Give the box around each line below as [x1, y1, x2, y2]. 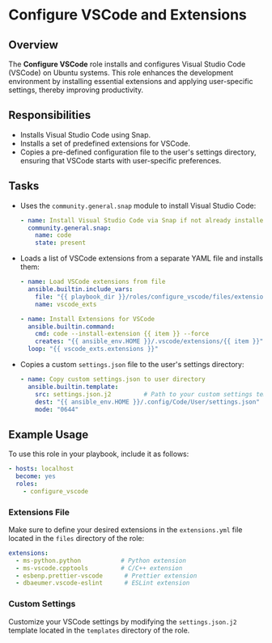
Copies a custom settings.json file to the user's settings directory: [19, 360, 244, 369]
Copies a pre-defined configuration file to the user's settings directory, [19, 147, 257, 157]
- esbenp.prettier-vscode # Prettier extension [15, 572, 198, 580]
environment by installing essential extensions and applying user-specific [8, 77, 253, 86]
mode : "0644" [35, 405, 79, 413]
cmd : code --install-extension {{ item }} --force [35, 330, 210, 338]
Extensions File [8, 506, 70, 518]
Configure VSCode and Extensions [8, 6, 247, 24]
